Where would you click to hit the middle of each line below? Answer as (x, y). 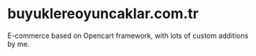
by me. (19, 43)
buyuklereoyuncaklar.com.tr (103, 14)
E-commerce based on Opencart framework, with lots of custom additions (128, 35)
